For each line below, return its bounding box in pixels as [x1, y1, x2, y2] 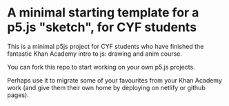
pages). [7, 91, 29, 99]
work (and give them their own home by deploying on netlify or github [7, 83, 206, 92]
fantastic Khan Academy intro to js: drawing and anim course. [7, 50, 183, 58]
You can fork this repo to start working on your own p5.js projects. [7, 63, 195, 71]
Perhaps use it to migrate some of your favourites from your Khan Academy [7, 76, 223, 84]
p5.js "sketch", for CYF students [7, 19, 197, 35]
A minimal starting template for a [7, 5, 199, 21]
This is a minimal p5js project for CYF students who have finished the [7, 42, 204, 50]
